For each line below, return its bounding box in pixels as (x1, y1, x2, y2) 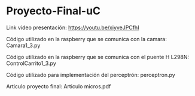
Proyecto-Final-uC (6, 4, 100, 18)
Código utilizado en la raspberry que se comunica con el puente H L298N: (6, 53, 190, 60)
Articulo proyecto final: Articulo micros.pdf (6, 82, 111, 90)
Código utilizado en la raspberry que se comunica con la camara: (6, 35, 167, 42)
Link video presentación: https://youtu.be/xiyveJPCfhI (6, 24, 139, 31)
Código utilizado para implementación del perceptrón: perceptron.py (6, 71, 175, 78)
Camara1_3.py (6, 42, 41, 49)
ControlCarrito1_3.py (6, 60, 57, 67)
